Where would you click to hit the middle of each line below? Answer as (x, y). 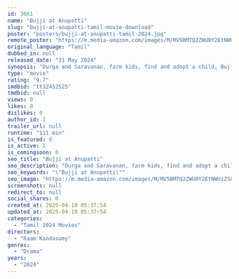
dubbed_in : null (31, 54)
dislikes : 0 (25, 113)
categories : (25, 219)
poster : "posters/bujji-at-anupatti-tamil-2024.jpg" (87, 34)
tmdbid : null (27, 93)
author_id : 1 (27, 119)
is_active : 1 (27, 146)
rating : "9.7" (28, 80)
